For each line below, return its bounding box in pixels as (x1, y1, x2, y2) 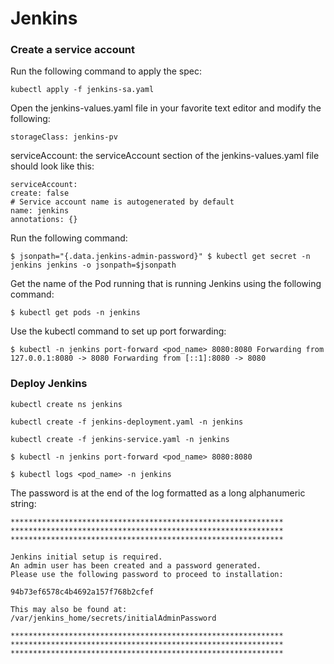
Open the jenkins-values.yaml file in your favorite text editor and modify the (10, 102, 322, 114)
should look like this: (10, 160, 95, 172)
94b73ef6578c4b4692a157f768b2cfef (10, 587, 155, 597)
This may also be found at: (10, 604, 128, 614)
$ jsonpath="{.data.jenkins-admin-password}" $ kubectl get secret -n (10, 252, 311, 262)
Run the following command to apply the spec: (10, 65, 202, 77)
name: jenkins (10, 206, 70, 216)
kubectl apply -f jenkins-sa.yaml (10, 85, 155, 95)
